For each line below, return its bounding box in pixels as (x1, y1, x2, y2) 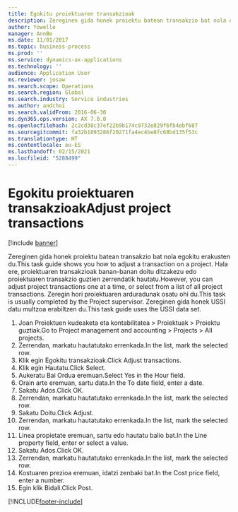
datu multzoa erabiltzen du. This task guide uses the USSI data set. (8, 304, 202, 313)
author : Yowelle (8, 23, 56, 30)
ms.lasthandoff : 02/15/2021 (8, 148, 91, 155)
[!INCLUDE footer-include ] (8, 497, 83, 506)
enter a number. (18, 476, 65, 484)
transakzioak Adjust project (8, 201, 172, 216)
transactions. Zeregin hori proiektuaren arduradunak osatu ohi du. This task (8, 290, 226, 298)
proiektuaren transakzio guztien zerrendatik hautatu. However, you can (8, 275, 213, 283)
